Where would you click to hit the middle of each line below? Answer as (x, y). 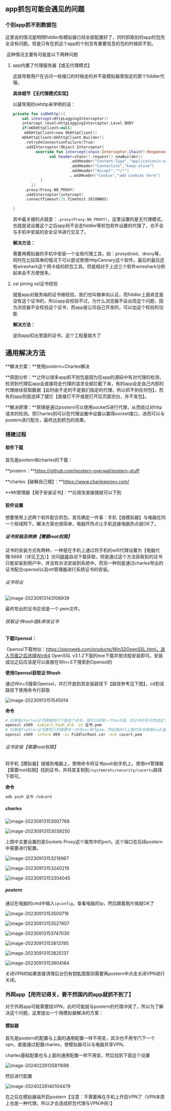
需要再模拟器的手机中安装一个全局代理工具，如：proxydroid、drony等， (88, 254)
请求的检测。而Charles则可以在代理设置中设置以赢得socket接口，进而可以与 (85, 413)
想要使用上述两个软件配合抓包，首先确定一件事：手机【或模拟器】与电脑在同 (85, 517)
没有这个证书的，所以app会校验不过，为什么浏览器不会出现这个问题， (86, 301)
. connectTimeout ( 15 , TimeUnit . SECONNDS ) (66, 199)
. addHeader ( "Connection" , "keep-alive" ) (112, 166)
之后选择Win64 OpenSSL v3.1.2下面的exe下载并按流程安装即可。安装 (91, 655)
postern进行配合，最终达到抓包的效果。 (47, 420)
